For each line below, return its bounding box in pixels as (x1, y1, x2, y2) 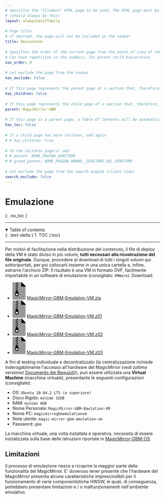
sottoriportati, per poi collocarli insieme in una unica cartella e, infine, (5, 262, 145, 268)
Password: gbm (12, 421, 42, 427)
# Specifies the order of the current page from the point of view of (5, 49, 153, 54)
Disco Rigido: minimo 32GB (12, 394, 65, 400)
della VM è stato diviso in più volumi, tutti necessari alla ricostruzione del (5, 251, 156, 257)
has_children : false (5, 91, 48, 96)
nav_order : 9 (5, 60, 32, 65)
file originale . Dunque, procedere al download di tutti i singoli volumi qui (5, 256, 151, 262)
